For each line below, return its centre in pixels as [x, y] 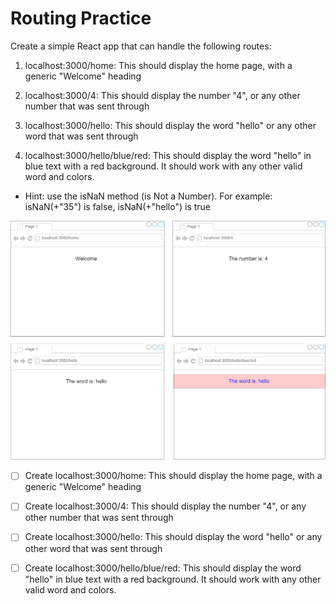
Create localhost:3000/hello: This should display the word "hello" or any [173, 537]
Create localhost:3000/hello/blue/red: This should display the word [163, 568]
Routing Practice [81, 18]
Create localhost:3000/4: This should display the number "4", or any [165, 506]
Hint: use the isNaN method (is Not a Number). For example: [148, 196]
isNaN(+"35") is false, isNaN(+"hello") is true [118, 206]
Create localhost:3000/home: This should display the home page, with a [173, 476]
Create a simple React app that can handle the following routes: [141, 46]
